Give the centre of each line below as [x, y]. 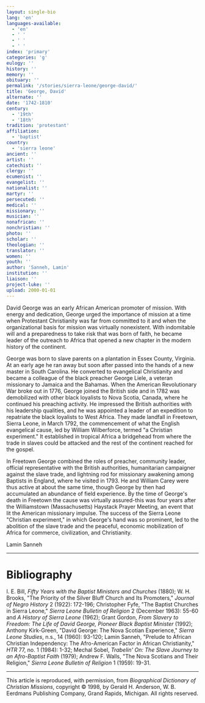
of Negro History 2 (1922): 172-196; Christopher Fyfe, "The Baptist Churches [102, 605]
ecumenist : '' [24, 177]
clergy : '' [20, 171]
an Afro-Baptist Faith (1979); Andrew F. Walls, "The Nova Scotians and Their [102, 657]
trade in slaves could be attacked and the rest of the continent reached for [100, 443]
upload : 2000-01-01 [31, 290]
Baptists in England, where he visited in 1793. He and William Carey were [98, 481]
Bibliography [39, 574]
